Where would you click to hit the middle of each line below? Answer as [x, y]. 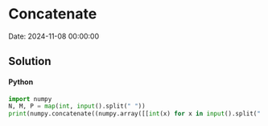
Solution [30, 61]
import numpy [30, 99]
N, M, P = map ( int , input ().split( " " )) [77, 106]
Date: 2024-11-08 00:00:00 [54, 36]
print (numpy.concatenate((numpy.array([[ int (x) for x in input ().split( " [135, 114]
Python [21, 82]
